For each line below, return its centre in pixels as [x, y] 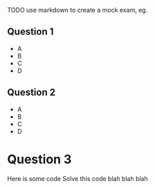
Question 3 [39, 159]
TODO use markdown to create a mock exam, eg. [77, 10]
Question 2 [31, 93]
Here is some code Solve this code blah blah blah [77, 178]
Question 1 [30, 32]
